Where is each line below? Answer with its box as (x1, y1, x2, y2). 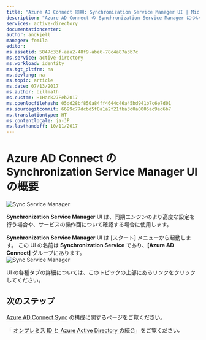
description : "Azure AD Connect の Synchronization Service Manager (6, 15, 184, 21)
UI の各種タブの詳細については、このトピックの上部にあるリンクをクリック (6, 269, 196, 276)
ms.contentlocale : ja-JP (6, 117, 70, 123)
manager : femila (6, 37, 48, 44)
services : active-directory (6, 20, 78, 26)
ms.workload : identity (6, 60, 64, 66)
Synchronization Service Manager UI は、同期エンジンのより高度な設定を (6, 213, 195, 221)
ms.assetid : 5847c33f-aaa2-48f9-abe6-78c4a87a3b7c (6, 49, 139, 55)
